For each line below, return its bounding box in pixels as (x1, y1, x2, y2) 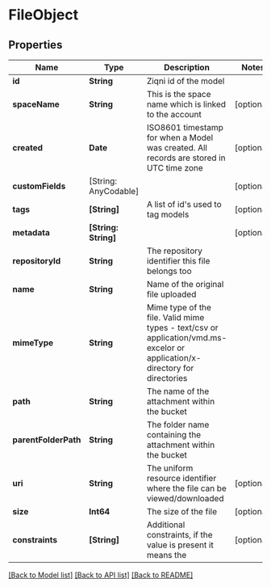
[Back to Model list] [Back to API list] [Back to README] (8, 570, 194, 580)
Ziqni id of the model (146, 75, 225, 87)
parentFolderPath (12, 434, 81, 446)
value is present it (146, 539, 214, 551)
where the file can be (146, 483, 227, 494)
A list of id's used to (146, 199, 222, 209)
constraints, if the (146, 530, 213, 540)
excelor (146, 342, 175, 353)
